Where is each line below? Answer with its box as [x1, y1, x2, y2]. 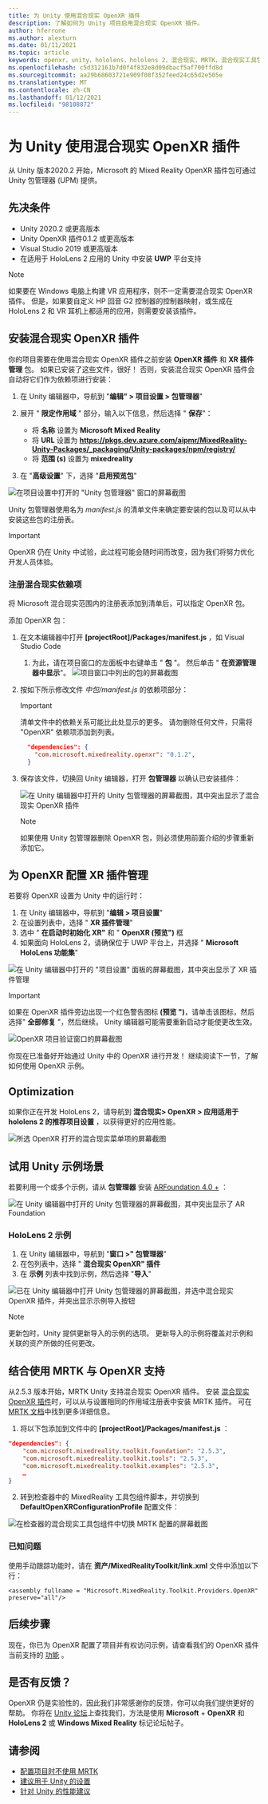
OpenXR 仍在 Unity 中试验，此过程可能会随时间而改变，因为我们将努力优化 [8, 547, 254, 556]
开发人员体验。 [8, 556, 57, 567]
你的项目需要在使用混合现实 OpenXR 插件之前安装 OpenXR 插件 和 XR [8, 354, 239, 364]
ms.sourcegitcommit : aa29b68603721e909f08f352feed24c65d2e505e [8, 71, 223, 79]
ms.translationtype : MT [8, 78, 88, 86]
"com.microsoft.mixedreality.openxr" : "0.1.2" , [34, 750, 195, 758]
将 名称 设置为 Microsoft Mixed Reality [31, 425, 161, 435]
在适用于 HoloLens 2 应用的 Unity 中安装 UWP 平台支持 [19, 253, 202, 263]
